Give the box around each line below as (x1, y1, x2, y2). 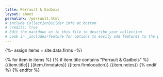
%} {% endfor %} (5, 67, 40, 73)
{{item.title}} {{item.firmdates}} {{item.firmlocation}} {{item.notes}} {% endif (5, 62, 157, 68)
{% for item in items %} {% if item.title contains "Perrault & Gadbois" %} (5, 57, 149, 62)
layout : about (5, 12, 34, 16)
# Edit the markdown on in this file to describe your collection (5, 30, 142, 34)
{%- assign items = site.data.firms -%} (5, 47, 82, 53)
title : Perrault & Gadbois (5, 7, 60, 12)
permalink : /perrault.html (5, 16, 60, 21)
